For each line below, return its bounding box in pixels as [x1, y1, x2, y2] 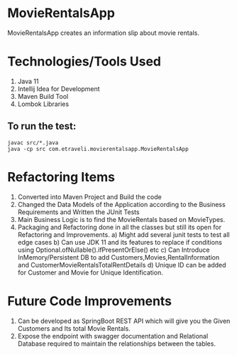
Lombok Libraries [17, 100, 70, 108]
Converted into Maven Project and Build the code [17, 192, 162, 201]
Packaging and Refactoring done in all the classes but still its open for [17, 223, 222, 231]
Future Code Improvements [7, 293, 172, 309]
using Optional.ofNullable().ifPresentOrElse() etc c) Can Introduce [17, 245, 210, 254]
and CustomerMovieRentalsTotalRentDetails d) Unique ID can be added [17, 260, 226, 269]
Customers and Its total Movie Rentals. [17, 324, 131, 332]
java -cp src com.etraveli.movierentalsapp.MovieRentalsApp [7, 145, 189, 152]
